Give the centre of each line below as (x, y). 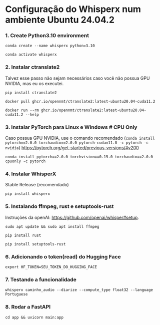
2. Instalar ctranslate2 (32, 67)
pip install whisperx (28, 194)
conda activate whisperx (31, 55)
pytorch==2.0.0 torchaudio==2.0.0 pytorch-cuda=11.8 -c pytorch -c (77, 143)
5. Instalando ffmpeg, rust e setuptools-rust (59, 206)
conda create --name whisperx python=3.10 (50, 46)
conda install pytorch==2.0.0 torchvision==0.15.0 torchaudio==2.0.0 (79, 157)
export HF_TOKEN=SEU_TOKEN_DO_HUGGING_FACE (51, 267)
